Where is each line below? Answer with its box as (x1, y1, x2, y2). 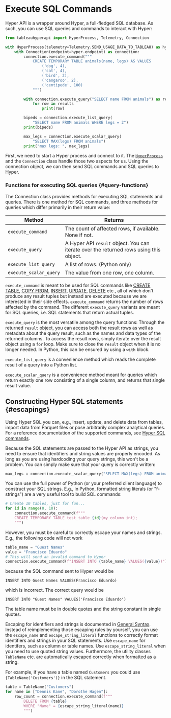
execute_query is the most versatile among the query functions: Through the (5, 319, 165, 325)
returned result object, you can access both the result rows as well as (5, 325, 153, 331)
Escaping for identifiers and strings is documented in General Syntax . (5, 621, 151, 628)
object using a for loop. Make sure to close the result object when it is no (5, 341, 161, 347)
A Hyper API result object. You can (65, 240, 150, 247)
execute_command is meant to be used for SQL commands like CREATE (5, 282, 151, 288)
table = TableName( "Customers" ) (5, 684, 74, 690)
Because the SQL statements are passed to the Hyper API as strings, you (5, 445, 159, 451)
